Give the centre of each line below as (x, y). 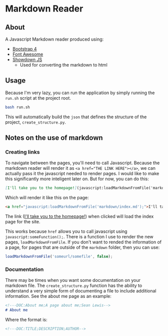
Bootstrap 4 (24, 49)
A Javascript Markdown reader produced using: (54, 39)
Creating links (22, 152)
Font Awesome (28, 54)
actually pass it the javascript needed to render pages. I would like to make (82, 174)
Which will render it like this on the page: (47, 198)
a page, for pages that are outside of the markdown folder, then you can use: (82, 247)
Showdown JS (27, 60)
